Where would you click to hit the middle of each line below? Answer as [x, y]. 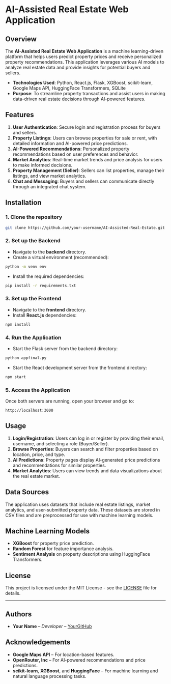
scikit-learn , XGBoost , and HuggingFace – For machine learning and [85, 671]
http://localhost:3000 [29, 410]
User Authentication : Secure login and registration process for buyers [87, 127]
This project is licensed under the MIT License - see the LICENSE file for [81, 588]
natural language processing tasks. [49, 676]
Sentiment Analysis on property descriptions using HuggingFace [81, 554]
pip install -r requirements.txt [41, 286]
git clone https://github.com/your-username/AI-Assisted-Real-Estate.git [85, 227]
